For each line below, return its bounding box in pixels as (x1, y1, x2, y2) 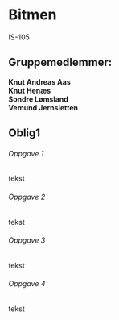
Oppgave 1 (8, 148, 44, 158)
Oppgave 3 (8, 235, 46, 245)
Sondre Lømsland (8, 94, 68, 104)
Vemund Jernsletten (8, 102, 79, 112)
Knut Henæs (8, 85, 51, 95)
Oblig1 (8, 127, 41, 140)
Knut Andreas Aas (8, 77, 71, 86)
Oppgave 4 (8, 279, 46, 289)
